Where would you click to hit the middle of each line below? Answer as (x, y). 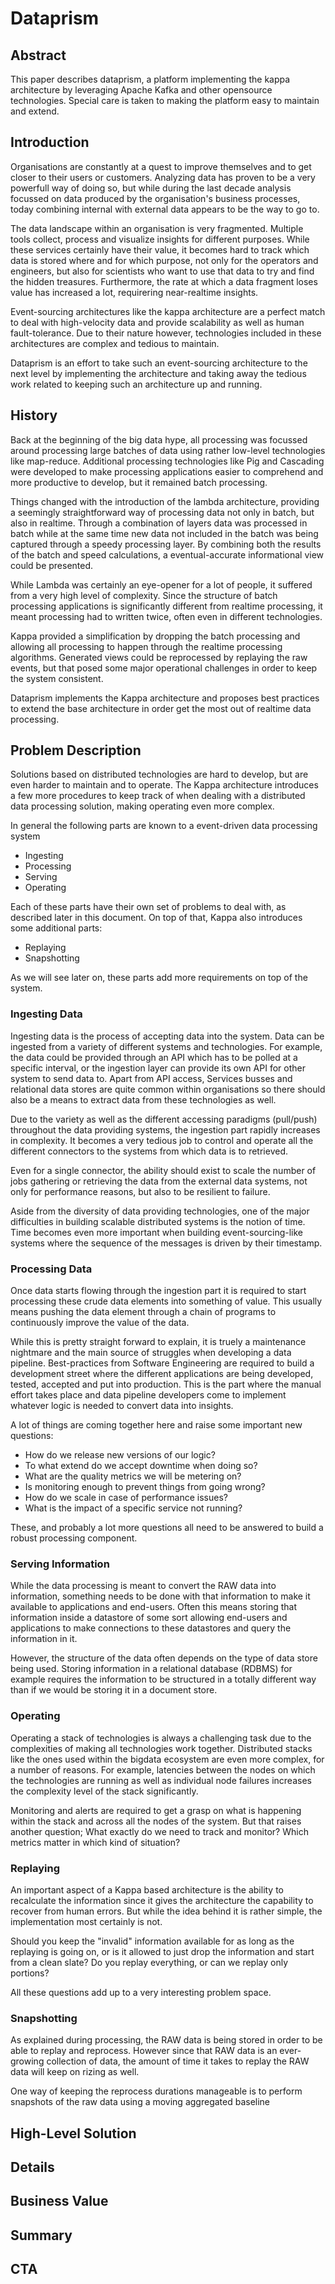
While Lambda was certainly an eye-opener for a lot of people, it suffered (161, 584)
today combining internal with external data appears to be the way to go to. (165, 209)
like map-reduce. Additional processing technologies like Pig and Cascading (167, 461)
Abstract (38, 55)
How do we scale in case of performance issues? (126, 1498)
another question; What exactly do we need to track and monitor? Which (159, 1831)
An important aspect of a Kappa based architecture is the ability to (147, 1889)
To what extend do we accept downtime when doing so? (141, 1466)
